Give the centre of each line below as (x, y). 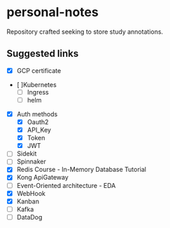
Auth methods (37, 114)
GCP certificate (39, 70)
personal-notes (52, 12)
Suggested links (43, 54)
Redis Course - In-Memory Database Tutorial (82, 170)
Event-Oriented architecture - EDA (66, 185)
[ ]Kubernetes (36, 84)
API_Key (39, 130)
